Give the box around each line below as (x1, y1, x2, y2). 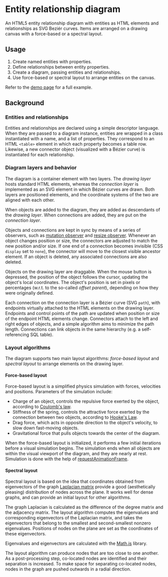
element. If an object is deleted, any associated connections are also (5, 253, 147, 259)
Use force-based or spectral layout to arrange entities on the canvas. (12, 74, 155, 81)
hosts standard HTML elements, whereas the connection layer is (5, 181, 139, 187)
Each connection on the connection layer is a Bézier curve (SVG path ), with (5, 300, 160, 306)
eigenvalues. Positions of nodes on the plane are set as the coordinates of (5, 525, 158, 531)
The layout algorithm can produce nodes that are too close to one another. (5, 550, 159, 556)
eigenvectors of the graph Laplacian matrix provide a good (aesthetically (5, 484, 155, 490)
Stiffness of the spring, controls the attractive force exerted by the (12, 409, 149, 415)
